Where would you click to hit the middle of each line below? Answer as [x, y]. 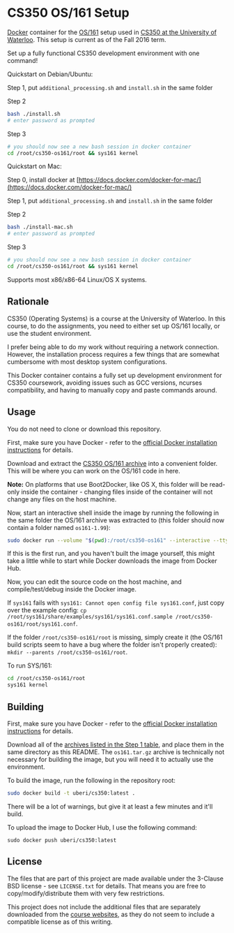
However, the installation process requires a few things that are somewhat [114, 354]
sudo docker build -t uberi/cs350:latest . [71, 793]
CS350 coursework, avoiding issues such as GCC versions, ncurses [105, 383]
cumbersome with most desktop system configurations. [87, 362]
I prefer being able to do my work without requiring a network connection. [113, 346]
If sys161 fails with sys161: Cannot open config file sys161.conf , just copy [116, 603]
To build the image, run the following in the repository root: [92, 780]
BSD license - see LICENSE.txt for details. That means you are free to [107, 886]
